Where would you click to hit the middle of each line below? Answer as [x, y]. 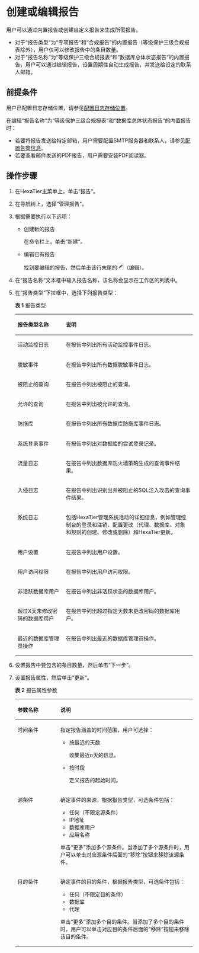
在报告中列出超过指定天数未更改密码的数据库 [121, 611]
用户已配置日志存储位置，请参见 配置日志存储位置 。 [68, 108]
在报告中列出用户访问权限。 [100, 571]
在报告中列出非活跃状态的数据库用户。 [113, 591]
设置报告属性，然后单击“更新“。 [54, 678]
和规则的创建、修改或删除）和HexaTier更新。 [121, 532]
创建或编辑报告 [43, 12]
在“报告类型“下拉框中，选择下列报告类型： [66, 292]
